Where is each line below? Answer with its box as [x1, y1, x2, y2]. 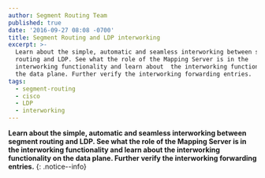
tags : [8, 77, 26, 85]
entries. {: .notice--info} [8, 162, 87, 171]
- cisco [15, 92, 41, 100]
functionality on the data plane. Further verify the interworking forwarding [8, 154, 257, 162]
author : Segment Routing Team [8, 11, 108, 20]
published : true [8, 19, 62, 27]
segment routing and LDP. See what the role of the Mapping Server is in [8, 137, 247, 146]
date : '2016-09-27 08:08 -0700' [8, 26, 114, 34]
